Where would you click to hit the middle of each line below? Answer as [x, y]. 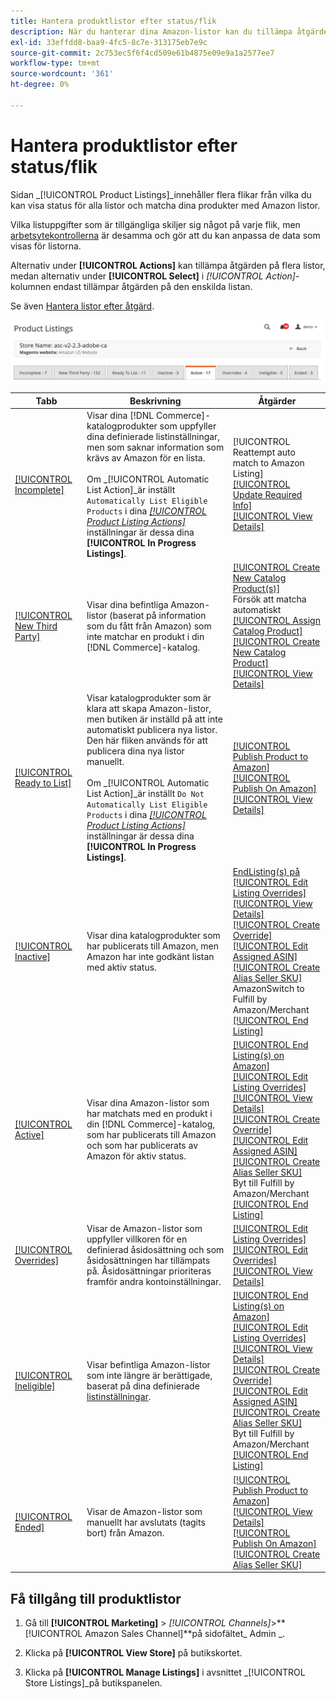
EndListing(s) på [266, 871]
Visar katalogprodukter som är [149, 698]
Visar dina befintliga [127, 604]
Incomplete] [39, 489]
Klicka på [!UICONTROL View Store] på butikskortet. [133, 1652]
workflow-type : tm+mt [55, 63]
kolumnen [31, 286]
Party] [27, 636]
